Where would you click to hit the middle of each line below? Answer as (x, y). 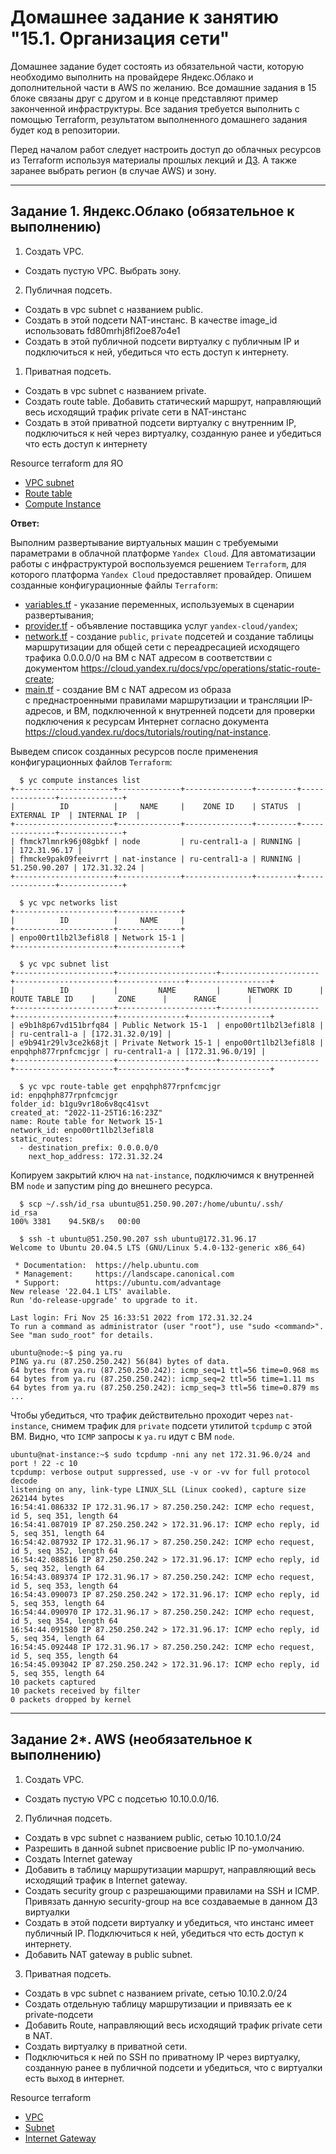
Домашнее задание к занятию (145, 17)
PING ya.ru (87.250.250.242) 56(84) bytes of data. (120, 1361)
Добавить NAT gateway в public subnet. (108, 1954)
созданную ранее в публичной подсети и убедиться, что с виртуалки (173, 2067)
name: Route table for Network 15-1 (86, 1121)
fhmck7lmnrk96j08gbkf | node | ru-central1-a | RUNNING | (160, 841)
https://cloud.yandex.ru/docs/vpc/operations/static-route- (201, 668)
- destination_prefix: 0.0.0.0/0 (89, 1147)
